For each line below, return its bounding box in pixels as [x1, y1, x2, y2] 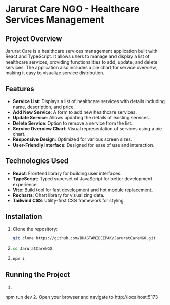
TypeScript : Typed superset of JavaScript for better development [12, 175, 153, 182]
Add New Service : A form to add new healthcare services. [12, 109, 137, 115]
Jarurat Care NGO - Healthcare [5, 3, 140, 15]
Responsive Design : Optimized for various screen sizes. [12, 136, 133, 143]
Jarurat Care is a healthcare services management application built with [5, 48, 158, 54]
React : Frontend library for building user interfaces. [12, 170, 122, 176]
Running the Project [5, 270, 70, 279]
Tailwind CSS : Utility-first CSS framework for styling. [12, 197, 125, 204]
